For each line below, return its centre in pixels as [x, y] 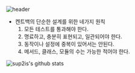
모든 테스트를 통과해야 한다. [56, 29]
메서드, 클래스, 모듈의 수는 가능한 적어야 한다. [77, 51]
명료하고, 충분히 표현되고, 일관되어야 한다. [73, 36]
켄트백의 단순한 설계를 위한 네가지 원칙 [60, 22]
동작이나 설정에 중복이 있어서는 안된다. [69, 44]
